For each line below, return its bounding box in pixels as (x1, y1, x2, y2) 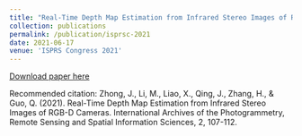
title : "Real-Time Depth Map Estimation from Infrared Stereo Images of (9, 13, 288, 22)
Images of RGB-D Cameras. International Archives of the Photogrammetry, (9, 107, 285, 118)
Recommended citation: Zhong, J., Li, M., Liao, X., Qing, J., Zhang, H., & (9, 89, 274, 99)
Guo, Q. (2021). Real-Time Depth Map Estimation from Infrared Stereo (9, 98, 267, 108)
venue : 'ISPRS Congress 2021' (9, 47, 123, 55)
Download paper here (9, 71, 90, 81)
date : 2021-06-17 (9, 38, 75, 47)
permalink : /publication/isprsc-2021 (9, 30, 151, 38)
